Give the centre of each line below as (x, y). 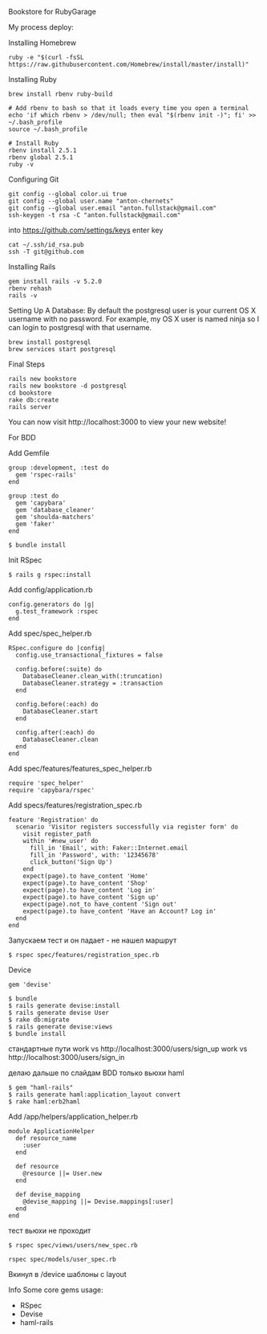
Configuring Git (34, 179)
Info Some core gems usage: (56, 1290)
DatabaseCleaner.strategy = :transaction (93, 683)
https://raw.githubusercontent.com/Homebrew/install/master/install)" (129, 64)
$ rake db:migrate (39, 1020)
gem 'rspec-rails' (47, 475)
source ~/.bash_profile (48, 129)
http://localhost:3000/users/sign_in (67, 1057)
